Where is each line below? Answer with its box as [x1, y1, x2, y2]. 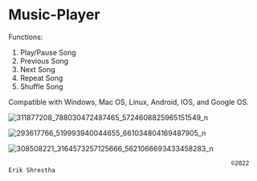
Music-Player [8, 6, 100, 24]
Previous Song [19, 56, 69, 66]
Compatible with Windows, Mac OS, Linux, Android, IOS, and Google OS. [8, 97, 249, 107]
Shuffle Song [19, 82, 63, 91]
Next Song [19, 64, 55, 74]
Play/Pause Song [19, 47, 76, 57]
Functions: [8, 32, 43, 42]
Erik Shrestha [8, 166, 56, 174]
